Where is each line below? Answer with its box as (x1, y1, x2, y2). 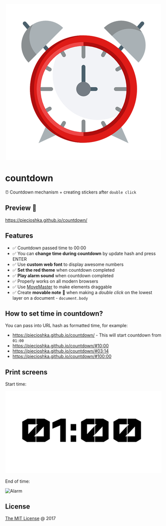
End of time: (5, 478, 30, 484)
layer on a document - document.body (12, 295, 88, 301)
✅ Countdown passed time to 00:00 (12, 245, 86, 251)
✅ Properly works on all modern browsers (12, 278, 98, 284)
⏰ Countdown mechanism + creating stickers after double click (5, 189, 137, 195)
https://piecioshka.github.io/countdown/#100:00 (12, 353, 112, 359)
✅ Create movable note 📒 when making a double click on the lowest (12, 289, 153, 295)
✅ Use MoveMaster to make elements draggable (12, 284, 112, 290)
